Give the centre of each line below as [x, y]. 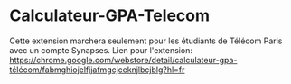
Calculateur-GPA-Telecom [110, 16]
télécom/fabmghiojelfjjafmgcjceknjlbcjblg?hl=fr [97, 70]
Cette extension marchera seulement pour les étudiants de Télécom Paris [146, 41]
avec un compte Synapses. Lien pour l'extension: [101, 50]
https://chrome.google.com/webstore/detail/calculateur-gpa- [123, 60]
